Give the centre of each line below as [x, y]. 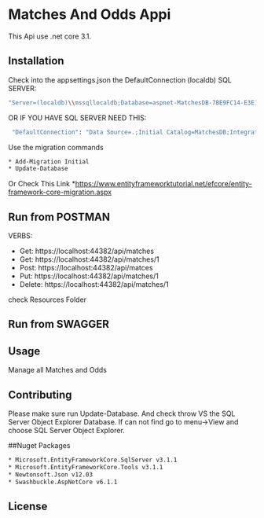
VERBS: [20, 236]
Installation [36, 61]
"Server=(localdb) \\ [42, 103]
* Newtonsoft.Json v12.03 [50, 474]
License [28, 506]
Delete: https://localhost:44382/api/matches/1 [94, 285]
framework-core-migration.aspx [60, 192]
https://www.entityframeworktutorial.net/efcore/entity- [164, 184]
